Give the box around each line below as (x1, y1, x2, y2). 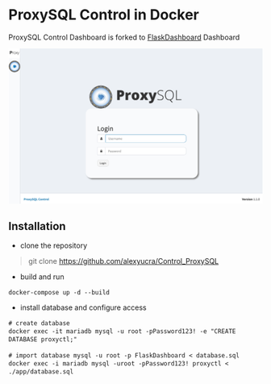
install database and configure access (19, 303, 147, 312)
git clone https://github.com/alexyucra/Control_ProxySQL (27, 257, 219, 266)
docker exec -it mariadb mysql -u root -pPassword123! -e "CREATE (8, 328, 236, 336)
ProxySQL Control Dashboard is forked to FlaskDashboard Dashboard (8, 32, 240, 42)
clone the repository (19, 240, 88, 251)
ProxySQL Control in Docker (8, 6, 200, 24)
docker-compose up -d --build (8, 289, 110, 297)
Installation (8, 219, 66, 233)
